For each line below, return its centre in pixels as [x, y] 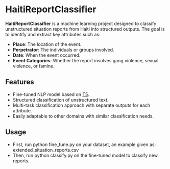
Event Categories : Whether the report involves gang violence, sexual [86, 60]
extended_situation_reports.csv [46, 150]
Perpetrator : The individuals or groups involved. [63, 50]
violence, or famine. [33, 66]
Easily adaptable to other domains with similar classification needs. [83, 116]
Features [20, 82]
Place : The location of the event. [47, 44]
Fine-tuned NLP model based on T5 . [51, 94]
